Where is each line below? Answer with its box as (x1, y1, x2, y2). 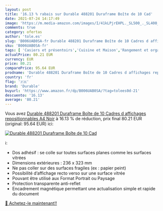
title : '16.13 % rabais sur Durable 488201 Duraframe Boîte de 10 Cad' (5, 12, 153, 16)
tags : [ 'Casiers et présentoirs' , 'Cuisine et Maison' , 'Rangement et (5, 48, 149, 52)
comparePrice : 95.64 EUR (5, 66, 55, 71)
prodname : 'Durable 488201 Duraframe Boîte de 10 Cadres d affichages (5, 70, 151, 75)
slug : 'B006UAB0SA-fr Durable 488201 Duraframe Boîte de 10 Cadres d (5, 39, 149, 44)
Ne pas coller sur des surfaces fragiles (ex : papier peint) (12, 165, 126, 171)
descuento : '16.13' (5, 93, 45, 97)
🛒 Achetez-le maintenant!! (5, 200, 57, 206)
